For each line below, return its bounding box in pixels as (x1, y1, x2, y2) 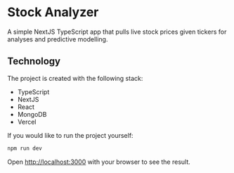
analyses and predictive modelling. (7, 34, 108, 43)
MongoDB (17, 110, 47, 118)
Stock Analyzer (7, 4, 99, 20)
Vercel (17, 117, 37, 126)
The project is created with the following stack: (7, 74, 143, 82)
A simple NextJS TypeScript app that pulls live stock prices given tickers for (7, 27, 227, 36)
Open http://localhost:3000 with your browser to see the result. (7, 158, 191, 166)
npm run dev (7, 145, 42, 152)
